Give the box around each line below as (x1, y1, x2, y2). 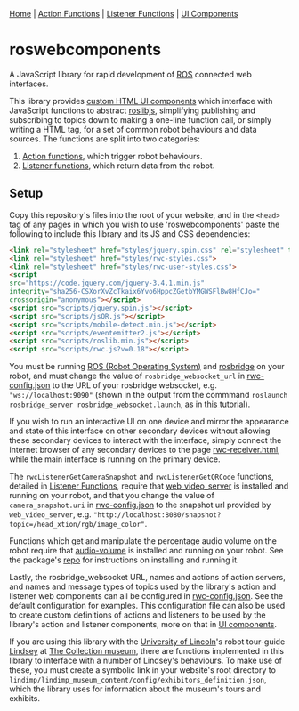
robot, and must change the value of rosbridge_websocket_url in (9, 370, 246, 382)
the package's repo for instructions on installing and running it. (9, 554, 239, 565)
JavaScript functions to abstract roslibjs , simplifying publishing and (9, 105, 256, 116)
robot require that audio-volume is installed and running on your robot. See (9, 545, 284, 556)
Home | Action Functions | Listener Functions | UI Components (9, 9, 238, 19)
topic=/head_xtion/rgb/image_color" (9, 521, 145, 529)
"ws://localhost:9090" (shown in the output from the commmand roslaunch (9, 390, 288, 400)
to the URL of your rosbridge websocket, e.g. (52, 380, 218, 391)
